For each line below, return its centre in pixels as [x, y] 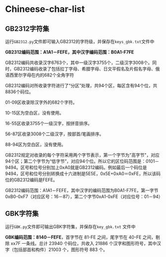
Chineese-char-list [45, 9]
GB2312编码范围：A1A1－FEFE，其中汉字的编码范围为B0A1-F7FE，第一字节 [82, 190]
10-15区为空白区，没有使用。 [34, 113]
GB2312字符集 [27, 29]
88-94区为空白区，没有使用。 [35, 144]
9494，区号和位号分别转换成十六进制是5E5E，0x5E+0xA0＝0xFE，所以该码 [83, 174]
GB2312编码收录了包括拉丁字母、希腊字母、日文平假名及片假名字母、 [85, 69]
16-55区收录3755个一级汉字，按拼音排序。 [49, 123]
